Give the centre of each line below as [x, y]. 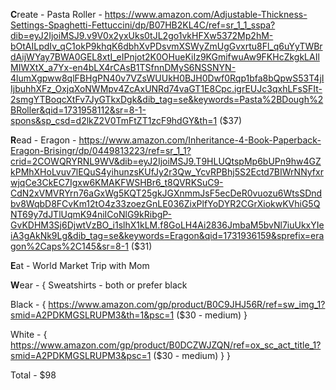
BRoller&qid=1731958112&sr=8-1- [78, 110]
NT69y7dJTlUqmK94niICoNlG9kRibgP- [91, 214]
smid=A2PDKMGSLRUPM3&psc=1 [81, 355]
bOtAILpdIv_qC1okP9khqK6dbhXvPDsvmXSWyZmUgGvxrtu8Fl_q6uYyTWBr [166, 46]
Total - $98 [33, 375]
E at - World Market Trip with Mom [80, 265]
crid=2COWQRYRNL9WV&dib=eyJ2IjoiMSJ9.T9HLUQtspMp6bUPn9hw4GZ [166, 161]
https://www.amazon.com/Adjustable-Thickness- [206, 14]
